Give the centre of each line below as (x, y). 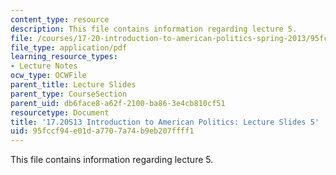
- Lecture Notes (44, 66)
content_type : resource (60, 19)
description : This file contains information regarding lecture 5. (154, 29)
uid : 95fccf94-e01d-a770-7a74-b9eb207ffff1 (102, 131)
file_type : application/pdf (69, 47)
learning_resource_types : (64, 57)
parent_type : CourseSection (69, 94)
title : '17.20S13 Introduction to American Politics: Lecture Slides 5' (165, 122)
